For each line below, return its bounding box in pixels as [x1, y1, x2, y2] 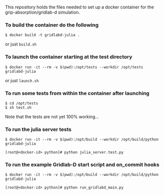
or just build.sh [5, 41, 37, 47]
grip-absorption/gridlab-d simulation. [5, 9, 80, 15]
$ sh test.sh [5, 105, 32, 110]
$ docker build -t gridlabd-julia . [5, 33, 80, 38]
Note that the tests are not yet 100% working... [5, 114, 99, 120]
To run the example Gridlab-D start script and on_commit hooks [5, 161, 160, 168]
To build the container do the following [5, 22, 99, 28]
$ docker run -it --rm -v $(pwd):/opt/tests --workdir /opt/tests [5, 65, 143, 70]
